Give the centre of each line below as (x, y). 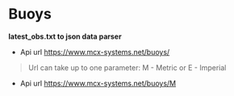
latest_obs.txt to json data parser (65, 36)
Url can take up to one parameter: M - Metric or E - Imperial (127, 67)
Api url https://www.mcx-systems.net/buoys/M (98, 83)
